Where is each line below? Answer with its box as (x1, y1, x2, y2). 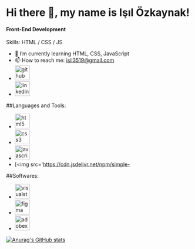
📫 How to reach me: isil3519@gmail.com (14, 57, 115, 64)
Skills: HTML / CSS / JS (6, 39, 63, 46)
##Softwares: (6, 172, 39, 180)
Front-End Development (6, 25, 66, 32)
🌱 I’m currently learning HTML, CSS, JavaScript (14, 50, 130, 57)
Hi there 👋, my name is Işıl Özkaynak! (6, 6, 190, 19)
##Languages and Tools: (6, 102, 66, 109)
